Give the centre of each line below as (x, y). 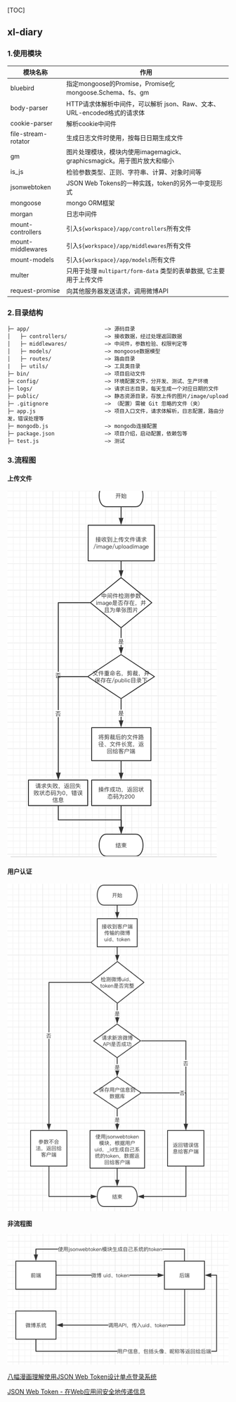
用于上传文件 (85, 280)
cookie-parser (31, 123)
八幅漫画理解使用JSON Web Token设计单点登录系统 (82, 1377)
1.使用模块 (25, 54)
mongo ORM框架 (91, 203)
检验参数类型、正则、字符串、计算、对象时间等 (134, 172)
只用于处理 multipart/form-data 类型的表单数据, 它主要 (146, 271)
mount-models (32, 259)
